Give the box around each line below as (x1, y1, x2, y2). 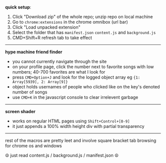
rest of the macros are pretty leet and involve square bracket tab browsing (5, 138, 157, 143)
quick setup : (5, 4, 31, 10)
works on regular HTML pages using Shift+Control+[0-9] (12, 118, 130, 124)
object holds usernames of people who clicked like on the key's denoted (12, 84, 160, 89)
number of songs (12, 89, 48, 95)
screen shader (5, 109, 36, 114)
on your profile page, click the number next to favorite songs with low (12, 64, 154, 70)
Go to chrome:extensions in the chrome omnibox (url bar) (12, 19, 128, 25)
